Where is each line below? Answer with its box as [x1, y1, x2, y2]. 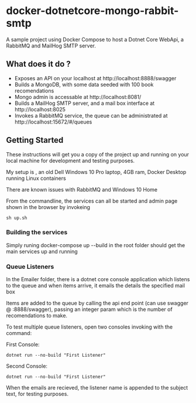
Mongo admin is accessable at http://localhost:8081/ [14, 93, 142, 100]
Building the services [6, 228, 68, 237]
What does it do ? [6, 59, 71, 69]
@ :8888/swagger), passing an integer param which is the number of [6, 306, 173, 313]
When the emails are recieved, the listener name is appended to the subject [6, 384, 188, 391]
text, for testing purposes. [6, 391, 69, 398]
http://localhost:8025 [14, 105, 66, 112]
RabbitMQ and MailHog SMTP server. [6, 42, 97, 49]
